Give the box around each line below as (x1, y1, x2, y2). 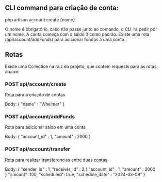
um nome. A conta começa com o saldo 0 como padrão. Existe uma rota (5, 31, 149, 37)
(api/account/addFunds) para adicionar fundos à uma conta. (5, 36, 126, 42)
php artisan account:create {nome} (5, 17, 75, 22)
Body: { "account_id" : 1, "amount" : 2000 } (5, 133, 91, 140)
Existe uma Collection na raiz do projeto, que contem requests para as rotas (5, 63, 157, 69)
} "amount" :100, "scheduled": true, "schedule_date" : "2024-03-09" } (5, 171, 146, 177)
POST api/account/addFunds (5, 113, 75, 120)
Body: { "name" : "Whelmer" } (5, 101, 65, 107)
